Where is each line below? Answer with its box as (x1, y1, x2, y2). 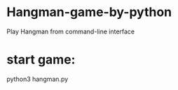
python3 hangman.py (6, 75, 69, 83)
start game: (6, 52, 76, 68)
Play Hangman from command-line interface (6, 27, 135, 36)
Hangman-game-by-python (6, 4, 172, 20)
